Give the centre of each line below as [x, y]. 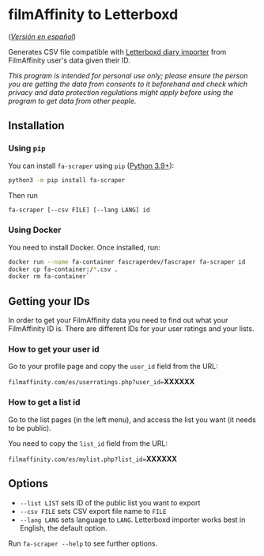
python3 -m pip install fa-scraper [67, 180]
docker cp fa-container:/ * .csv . [63, 269]
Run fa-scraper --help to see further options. [83, 543]
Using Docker [35, 230]
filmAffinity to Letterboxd [93, 15]
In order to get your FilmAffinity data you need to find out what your [118, 320]
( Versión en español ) [42, 36]
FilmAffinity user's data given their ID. [69, 60]
